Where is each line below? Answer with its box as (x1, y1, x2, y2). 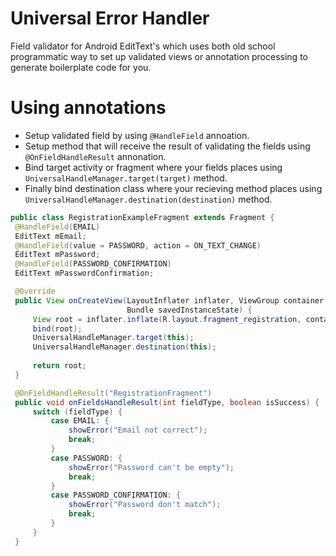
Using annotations (10, 97, 167, 119)
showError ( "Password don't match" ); (68, 500, 222, 510)
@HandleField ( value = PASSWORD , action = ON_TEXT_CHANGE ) (14, 240, 262, 251)
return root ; (32, 361, 87, 371)
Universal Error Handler (10, 7, 210, 30)
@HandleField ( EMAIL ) (14, 222, 101, 232)
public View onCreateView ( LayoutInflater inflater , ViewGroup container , (14, 295, 329, 306)
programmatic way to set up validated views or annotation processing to (10, 50, 308, 62)
